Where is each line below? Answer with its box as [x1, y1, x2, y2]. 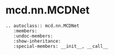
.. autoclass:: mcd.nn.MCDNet [5, 23, 80, 29]
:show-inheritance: [13, 38, 61, 44]
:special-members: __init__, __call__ [13, 43, 109, 49]
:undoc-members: [13, 33, 53, 39]
